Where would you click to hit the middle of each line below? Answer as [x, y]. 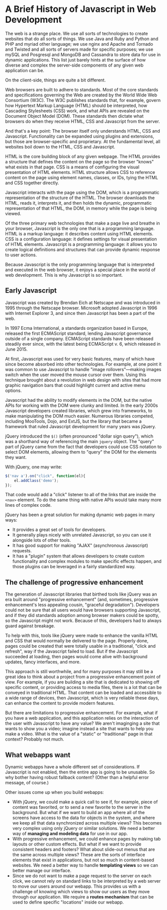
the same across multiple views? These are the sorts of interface [79, 855]
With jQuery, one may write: [34, 467]
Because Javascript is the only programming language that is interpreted [80, 264]
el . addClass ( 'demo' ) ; [36, 480]
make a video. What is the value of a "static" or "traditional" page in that [79, 734]
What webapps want [38, 755]
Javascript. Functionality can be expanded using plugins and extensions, [80, 136]
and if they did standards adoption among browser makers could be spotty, [82, 615]
